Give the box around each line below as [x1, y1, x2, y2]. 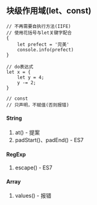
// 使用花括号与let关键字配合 [6, 30, 72, 36]
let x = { [6, 69, 31, 75]
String [6, 114, 22, 122]
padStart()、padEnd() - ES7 [14, 137, 84, 144]
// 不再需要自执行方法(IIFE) [6, 23, 71, 29]
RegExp [6, 151, 26, 158]
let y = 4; [17, 74, 45, 80]
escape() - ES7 [14, 164, 52, 171]
